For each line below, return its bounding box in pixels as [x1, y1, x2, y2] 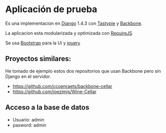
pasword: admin [12, 122, 47, 128]
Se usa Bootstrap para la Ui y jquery [5, 39, 80, 46]
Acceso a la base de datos [5, 103, 90, 112]
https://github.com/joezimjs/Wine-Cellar [12, 88, 97, 95]
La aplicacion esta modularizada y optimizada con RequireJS [5, 30, 133, 36]
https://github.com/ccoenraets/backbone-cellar [12, 83, 112, 89]
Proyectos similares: [5, 55, 71, 63]
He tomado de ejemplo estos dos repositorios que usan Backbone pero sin [5, 68, 161, 74]
